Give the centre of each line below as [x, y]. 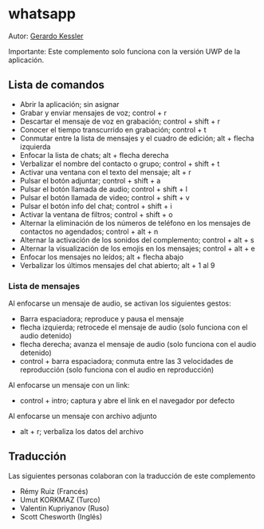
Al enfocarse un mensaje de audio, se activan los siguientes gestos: [120, 303]
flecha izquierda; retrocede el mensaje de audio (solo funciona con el [134, 327]
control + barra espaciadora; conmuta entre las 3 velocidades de [126, 361]
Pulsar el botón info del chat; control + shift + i [96, 206]
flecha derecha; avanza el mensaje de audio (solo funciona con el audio [138, 345]
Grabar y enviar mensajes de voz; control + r [93, 113]
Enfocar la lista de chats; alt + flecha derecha [94, 155]
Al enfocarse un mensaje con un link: [69, 385]
